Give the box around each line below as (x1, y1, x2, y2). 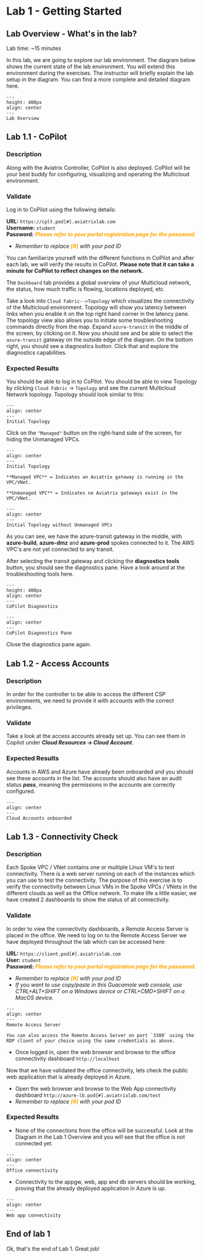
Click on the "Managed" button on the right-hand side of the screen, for (6, 429, 182, 436)
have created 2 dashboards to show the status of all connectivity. (6, 896, 170, 903)
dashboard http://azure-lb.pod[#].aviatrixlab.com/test (15, 1091, 161, 1099)
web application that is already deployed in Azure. (6, 1073, 132, 1080)
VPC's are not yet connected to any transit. (6, 546, 114, 553)
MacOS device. (15, 994, 54, 1001)
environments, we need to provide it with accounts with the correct (6, 697, 174, 704)
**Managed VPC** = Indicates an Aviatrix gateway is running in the (6, 474, 184, 480)
